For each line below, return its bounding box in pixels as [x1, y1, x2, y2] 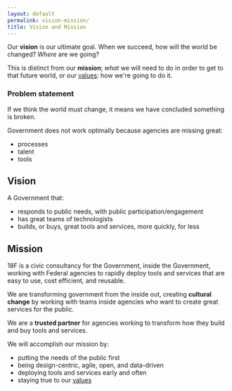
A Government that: [7, 194, 65, 202]
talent [17, 147, 34, 156]
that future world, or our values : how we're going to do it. [7, 71, 173, 80]
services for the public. [7, 305, 75, 314]
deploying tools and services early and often [17, 368, 147, 377]
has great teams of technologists [17, 215, 113, 223]
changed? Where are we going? [7, 50, 100, 58]
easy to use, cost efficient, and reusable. [7, 276, 125, 285]
